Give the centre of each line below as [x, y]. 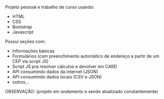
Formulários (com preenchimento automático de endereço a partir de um [86, 56]
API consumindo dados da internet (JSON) [55, 72]
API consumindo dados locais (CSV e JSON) [57, 77]
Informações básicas [33, 51]
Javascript [23, 32]
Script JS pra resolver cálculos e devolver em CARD [65, 66]
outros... [21, 82]
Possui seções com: [25, 41]
